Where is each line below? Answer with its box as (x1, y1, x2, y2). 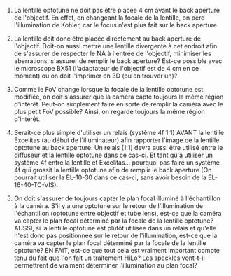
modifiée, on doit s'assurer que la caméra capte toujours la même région (13, 92, 224, 101)
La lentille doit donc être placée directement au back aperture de (13, 34, 202, 43)
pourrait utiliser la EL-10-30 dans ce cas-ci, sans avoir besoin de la (13, 173, 206, 181)
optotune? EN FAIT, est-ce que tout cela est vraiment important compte (13, 247, 220, 254)
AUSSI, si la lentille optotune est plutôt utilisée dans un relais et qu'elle (13, 224, 217, 232)
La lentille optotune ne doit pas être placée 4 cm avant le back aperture (13, 6, 220, 14)
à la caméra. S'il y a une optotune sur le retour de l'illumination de (13, 202, 204, 209)
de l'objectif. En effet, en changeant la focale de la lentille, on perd (13, 13, 205, 22)
